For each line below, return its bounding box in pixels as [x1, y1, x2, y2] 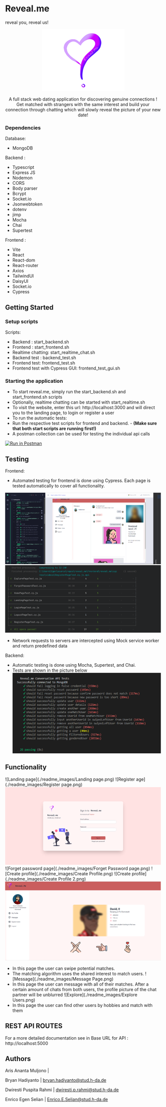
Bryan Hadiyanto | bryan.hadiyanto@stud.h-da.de [5, 1077, 107, 1083]
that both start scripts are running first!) [12, 425, 96, 431]
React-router [12, 263, 39, 268]
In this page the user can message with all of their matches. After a [12, 981, 149, 987]
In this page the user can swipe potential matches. [12, 965, 115, 971]
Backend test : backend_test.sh [12, 355, 77, 361]
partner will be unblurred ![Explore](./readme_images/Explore [12, 992, 137, 998]
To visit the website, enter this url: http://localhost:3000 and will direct [12, 405, 155, 411]
